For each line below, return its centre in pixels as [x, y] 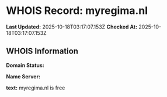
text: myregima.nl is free [36, 88]
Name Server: [23, 76]
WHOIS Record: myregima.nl [77, 11]
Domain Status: [25, 65]
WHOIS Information [42, 51]
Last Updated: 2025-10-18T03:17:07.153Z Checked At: [72, 27]
